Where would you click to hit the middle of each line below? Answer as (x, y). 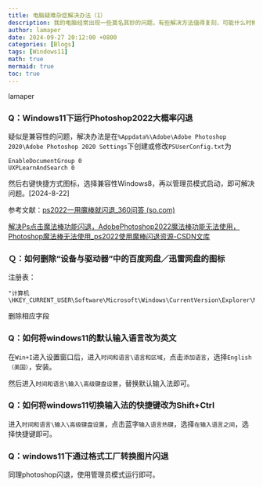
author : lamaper (34, 30)
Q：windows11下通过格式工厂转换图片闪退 (88, 456)
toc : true (24, 74)
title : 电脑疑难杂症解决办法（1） (57, 15)
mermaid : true (31, 67)
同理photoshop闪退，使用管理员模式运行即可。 (84, 474)
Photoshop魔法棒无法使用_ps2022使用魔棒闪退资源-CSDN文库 (109, 236)
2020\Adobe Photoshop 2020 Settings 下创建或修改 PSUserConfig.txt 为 (120, 146)
